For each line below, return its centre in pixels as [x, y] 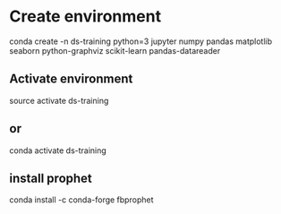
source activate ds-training [59, 100]
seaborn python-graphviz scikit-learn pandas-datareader [115, 50]
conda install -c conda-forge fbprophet [81, 200]
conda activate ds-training [58, 150]
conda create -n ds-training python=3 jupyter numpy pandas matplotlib [141, 41]
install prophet [51, 178]
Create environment [85, 17]
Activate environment [71, 79]
